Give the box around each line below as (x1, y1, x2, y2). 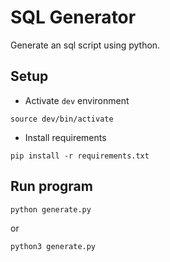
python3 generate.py (10, 241, 97, 251)
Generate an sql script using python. (10, 39, 161, 51)
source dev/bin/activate (10, 114, 114, 124)
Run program (10, 178, 93, 195)
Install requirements (24, 131, 107, 143)
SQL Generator (10, 6, 137, 29)
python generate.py (10, 204, 92, 215)
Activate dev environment (24, 94, 130, 106)
